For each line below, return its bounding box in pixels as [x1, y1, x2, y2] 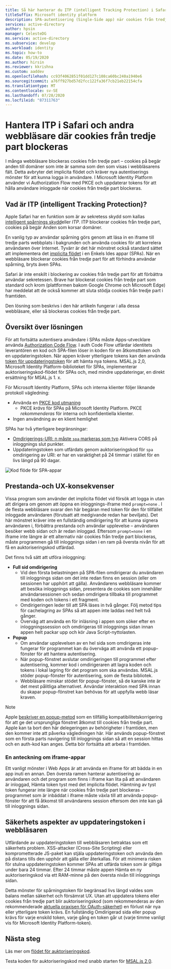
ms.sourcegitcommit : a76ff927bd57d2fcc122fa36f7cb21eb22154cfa [5, 79, 142, 84]
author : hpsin [5, 27, 36, 32]
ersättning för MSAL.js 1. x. [5, 374, 62, 380]
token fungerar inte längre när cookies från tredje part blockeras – [5, 786, 144, 793]
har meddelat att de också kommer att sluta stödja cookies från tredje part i [5, 288, 163, 293]
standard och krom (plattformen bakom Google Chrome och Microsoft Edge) [5, 282, 166, 288]
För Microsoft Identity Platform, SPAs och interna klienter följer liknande [5, 384, 155, 390]
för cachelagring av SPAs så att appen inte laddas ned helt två [20, 607, 151, 614]
